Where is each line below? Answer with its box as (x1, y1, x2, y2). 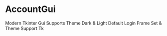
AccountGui (5, 3, 56, 15)
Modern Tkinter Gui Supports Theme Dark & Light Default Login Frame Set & (5, 20, 162, 26)
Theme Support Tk (5, 25, 44, 31)
